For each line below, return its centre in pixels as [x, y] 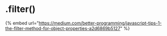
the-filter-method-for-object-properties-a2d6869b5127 [63, 28]
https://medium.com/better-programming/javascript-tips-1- [100, 23]
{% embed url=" [22, 23]
